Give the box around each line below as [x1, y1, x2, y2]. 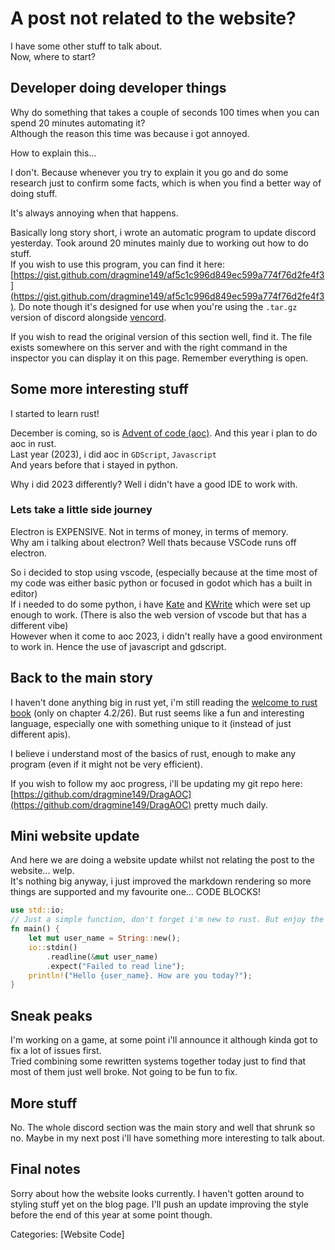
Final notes [10, 1161, 81, 1178]
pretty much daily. [193, 798, 268, 811]
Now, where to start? [10, 50, 97, 62]
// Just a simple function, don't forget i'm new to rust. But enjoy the [10, 915, 325, 925]
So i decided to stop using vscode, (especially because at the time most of [10, 566, 318, 578]
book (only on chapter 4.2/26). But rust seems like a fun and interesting [10, 707, 305, 719]
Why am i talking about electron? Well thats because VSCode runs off [10, 536, 297, 548]
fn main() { [10, 924, 60, 934]
